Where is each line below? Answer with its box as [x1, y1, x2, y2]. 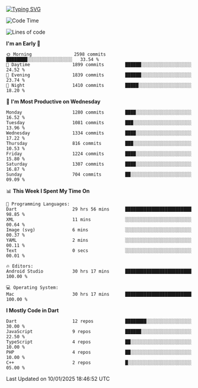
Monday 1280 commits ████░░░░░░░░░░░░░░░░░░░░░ [6, 109, 192, 115]
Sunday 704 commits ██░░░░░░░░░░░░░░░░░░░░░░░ [6, 172, 192, 177]
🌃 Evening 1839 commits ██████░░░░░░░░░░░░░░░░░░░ [6, 72, 192, 78]
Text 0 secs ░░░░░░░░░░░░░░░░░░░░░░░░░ [6, 248, 192, 254]
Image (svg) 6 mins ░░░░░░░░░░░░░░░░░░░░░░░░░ [6, 227, 192, 233]
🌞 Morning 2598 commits [6, 51, 106, 57]
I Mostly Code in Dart [6, 307, 59, 313]
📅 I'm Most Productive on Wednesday [6, 98, 100, 105]
